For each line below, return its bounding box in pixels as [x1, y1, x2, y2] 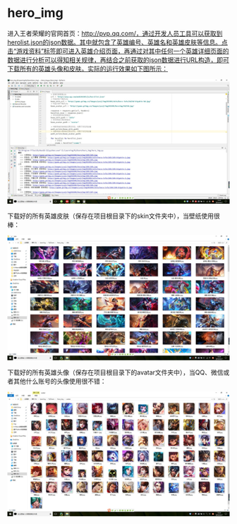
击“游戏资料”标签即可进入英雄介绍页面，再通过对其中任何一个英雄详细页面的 [7, 47, 229, 55]
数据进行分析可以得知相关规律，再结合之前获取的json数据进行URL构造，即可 [7, 55, 229, 64]
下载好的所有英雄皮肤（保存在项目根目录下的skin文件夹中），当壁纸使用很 [7, 212, 220, 220]
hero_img [7, 5, 63, 21]
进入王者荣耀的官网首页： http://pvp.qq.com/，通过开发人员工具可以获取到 [7, 29, 223, 37]
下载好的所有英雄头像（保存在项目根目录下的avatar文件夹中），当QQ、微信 [7, 368, 224, 377]
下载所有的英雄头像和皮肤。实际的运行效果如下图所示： [7, 64, 168, 73]
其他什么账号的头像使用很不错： [13, 377, 107, 385]
